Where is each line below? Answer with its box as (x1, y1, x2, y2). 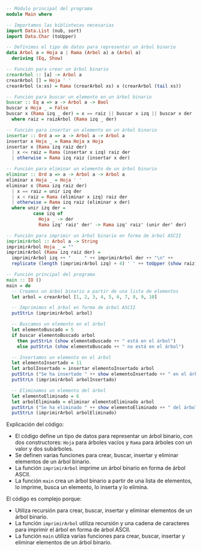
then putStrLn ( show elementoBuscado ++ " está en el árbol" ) (17, 337, 176, 344)
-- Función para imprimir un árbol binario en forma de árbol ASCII (6, 232, 182, 239)
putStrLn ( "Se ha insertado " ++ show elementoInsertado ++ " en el (11, 371, 187, 377)
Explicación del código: (6, 421, 64, 428)
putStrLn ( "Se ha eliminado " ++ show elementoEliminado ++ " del (11, 404, 182, 410)
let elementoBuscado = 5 (11, 327, 74, 333)
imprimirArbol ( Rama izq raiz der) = (6, 250, 101, 256)
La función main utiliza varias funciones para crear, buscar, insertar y (14, 532, 185, 540)
